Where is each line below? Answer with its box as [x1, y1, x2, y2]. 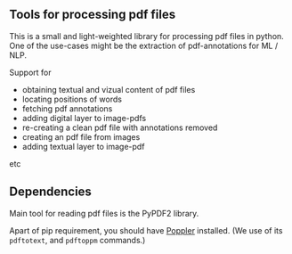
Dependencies [9, 184, 92, 200]
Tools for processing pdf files [9, 7, 176, 22]
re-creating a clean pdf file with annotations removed [21, 122, 218, 133]
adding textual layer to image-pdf [21, 141, 145, 152]
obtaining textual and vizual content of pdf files [21, 84, 196, 94]
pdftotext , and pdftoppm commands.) [9, 234, 146, 245]
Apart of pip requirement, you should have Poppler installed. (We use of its [9, 225, 283, 235]
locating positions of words [21, 94, 123, 104]
